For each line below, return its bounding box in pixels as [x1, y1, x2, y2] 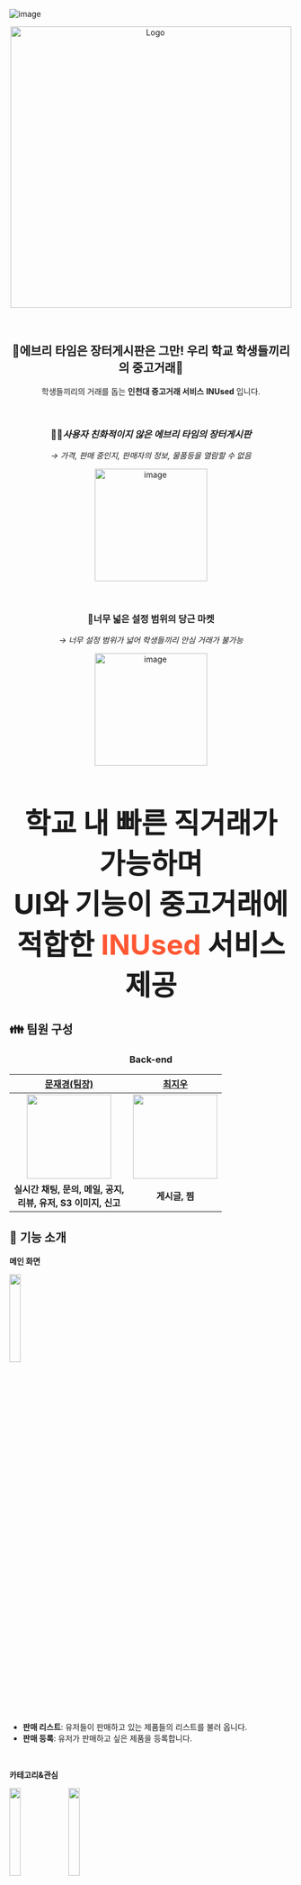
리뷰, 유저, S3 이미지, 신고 [17, 1197, 121, 1210]
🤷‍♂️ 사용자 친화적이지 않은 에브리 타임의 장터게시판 [50, 428, 252, 440]
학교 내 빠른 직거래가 [24, 806, 278, 841]
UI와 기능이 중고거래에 [13, 887, 289, 922]
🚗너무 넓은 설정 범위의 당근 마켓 [87, 613, 215, 626]
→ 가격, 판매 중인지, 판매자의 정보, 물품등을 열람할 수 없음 [50, 450, 252, 461]
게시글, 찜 [155, 1190, 195, 1203]
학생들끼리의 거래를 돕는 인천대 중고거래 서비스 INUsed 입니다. [41, 385, 261, 396]
